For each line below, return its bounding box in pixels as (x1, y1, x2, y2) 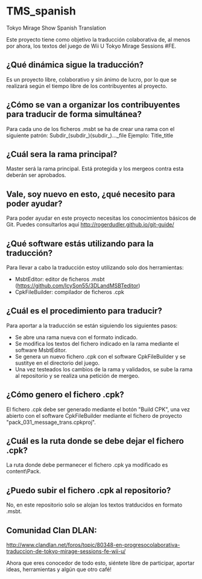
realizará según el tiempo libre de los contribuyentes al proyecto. (6, 82, 168, 89)
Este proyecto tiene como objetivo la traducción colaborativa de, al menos (6, 36, 191, 43)
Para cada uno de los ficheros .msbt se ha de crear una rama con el (6, 125, 175, 132)
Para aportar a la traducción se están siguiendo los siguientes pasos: (6, 322, 178, 329)
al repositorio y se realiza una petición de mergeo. (14, 372, 140, 379)
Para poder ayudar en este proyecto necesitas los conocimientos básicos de (6, 214, 197, 222)
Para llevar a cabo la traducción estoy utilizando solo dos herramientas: (6, 264, 184, 271)
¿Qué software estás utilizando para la (6, 238, 154, 249)
